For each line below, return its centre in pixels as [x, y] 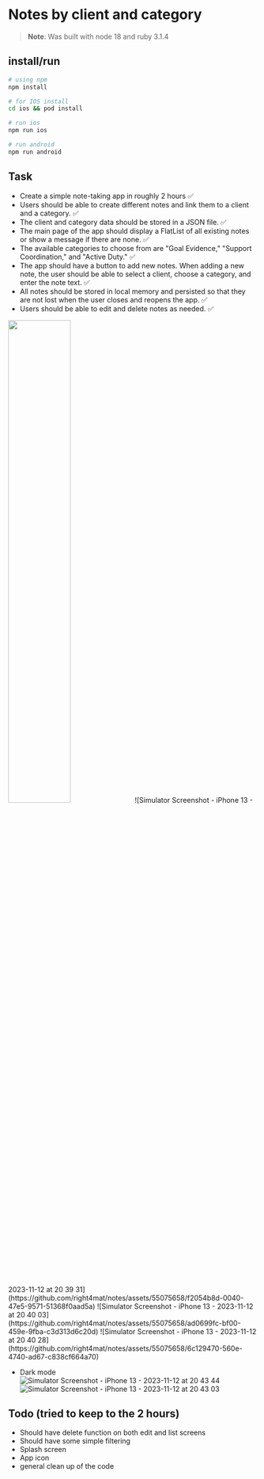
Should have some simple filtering [75, 1441]
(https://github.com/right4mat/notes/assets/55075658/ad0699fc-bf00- [124, 1323]
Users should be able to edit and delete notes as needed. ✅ [117, 308]
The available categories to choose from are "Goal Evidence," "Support [136, 248]
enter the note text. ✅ [55, 282]
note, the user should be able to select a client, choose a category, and [135, 274]
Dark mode [38, 1372]
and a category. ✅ [49, 213]
